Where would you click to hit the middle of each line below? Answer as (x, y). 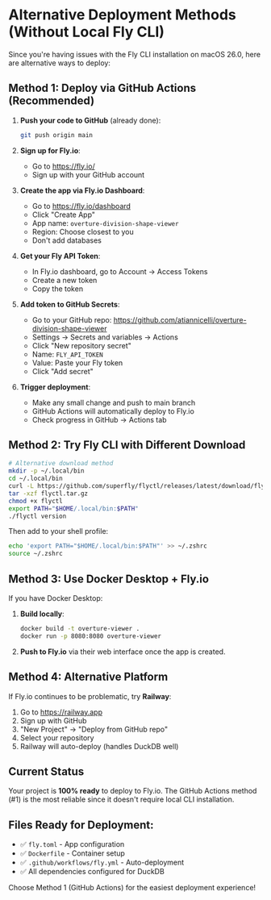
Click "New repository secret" (81, 345)
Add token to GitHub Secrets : (70, 304)
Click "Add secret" (63, 371)
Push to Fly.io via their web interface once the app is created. (123, 652)
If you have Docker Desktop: (56, 598)
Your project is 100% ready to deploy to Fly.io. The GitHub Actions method (133, 791)
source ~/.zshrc (35, 554)
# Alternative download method (61, 464)
